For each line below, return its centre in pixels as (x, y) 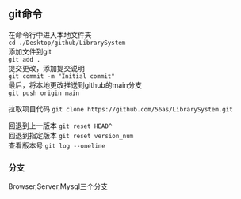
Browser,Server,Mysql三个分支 (58, 186)
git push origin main (44, 93)
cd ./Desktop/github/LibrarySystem (67, 43)
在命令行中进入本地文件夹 (50, 35)
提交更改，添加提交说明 (46, 68)
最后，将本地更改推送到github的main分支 (75, 84)
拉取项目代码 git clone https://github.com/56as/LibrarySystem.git (121, 108)
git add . (25, 59)
